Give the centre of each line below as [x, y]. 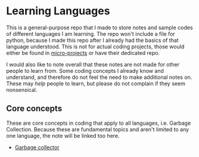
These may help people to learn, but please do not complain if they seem [96, 83]
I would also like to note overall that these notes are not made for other [93, 64]
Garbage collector [37, 147]
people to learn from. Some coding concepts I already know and [85, 70]
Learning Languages [58, 11]
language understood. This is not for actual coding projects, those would [95, 47]
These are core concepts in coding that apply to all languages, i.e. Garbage [99, 123]
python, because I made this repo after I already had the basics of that [92, 40]
